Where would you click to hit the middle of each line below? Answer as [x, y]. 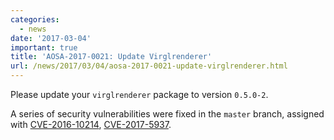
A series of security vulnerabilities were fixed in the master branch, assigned [167, 114]
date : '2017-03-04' [51, 38]
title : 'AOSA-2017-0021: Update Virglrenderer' [111, 57]
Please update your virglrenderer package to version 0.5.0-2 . [139, 94]
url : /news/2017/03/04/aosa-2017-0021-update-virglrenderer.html [149, 66]
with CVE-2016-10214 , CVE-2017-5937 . [91, 124]
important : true [44, 47]
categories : [35, 19]
